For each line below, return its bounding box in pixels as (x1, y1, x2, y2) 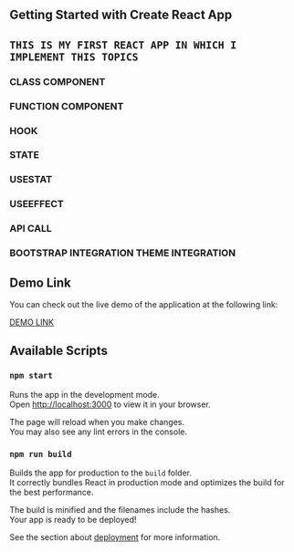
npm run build (9, 449, 72, 459)
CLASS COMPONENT (9, 75, 106, 88)
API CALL (9, 223, 52, 235)
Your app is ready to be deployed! (9, 514, 137, 525)
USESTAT (9, 173, 53, 186)
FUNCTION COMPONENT (9, 99, 124, 112)
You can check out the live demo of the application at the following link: (9, 298, 278, 309)
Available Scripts (9, 343, 108, 359)
